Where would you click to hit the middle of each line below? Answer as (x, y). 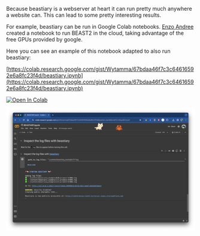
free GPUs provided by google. (44, 39)
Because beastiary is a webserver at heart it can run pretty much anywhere (99, 9)
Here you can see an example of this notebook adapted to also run (88, 51)
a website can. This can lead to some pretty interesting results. (84, 15)
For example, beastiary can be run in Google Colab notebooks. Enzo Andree (100, 27)
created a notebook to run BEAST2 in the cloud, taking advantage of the (95, 33)
